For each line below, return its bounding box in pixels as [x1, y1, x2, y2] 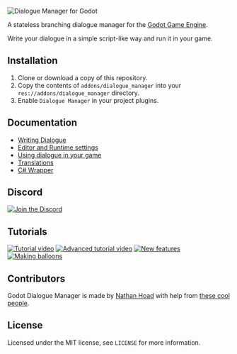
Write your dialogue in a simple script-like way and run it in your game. [7, 34, 214, 43]
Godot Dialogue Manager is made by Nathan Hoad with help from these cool [7, 292, 230, 300]
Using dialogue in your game [17, 150, 102, 159]
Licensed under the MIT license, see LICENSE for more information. [7, 338, 201, 347]
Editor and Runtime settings [17, 143, 99, 152]
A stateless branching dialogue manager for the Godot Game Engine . [7, 21, 209, 28]
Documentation [7, 117, 78, 129]
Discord [7, 187, 43, 199]
